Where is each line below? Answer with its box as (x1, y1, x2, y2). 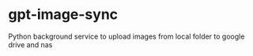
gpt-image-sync (8, 6, 119, 24)
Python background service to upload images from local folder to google (8, 32, 245, 41)
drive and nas (8, 39, 53, 49)
